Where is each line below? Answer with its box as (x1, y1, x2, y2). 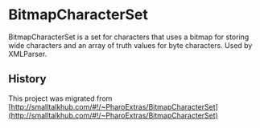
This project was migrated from (8, 94, 113, 103)
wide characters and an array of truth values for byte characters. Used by (8, 40, 253, 50)
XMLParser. (8, 49, 47, 58)
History (8, 72, 47, 86)
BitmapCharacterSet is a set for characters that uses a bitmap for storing (8, 32, 250, 42)
